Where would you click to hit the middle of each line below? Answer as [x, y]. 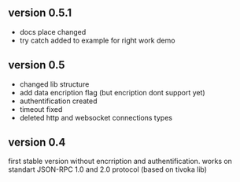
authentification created [58, 101]
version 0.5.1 [40, 13]
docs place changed [53, 32]
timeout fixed [41, 109]
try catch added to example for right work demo [97, 40]
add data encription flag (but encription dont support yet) [113, 92]
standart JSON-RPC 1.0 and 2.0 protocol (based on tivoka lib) [107, 169]
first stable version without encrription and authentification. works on [120, 162]
